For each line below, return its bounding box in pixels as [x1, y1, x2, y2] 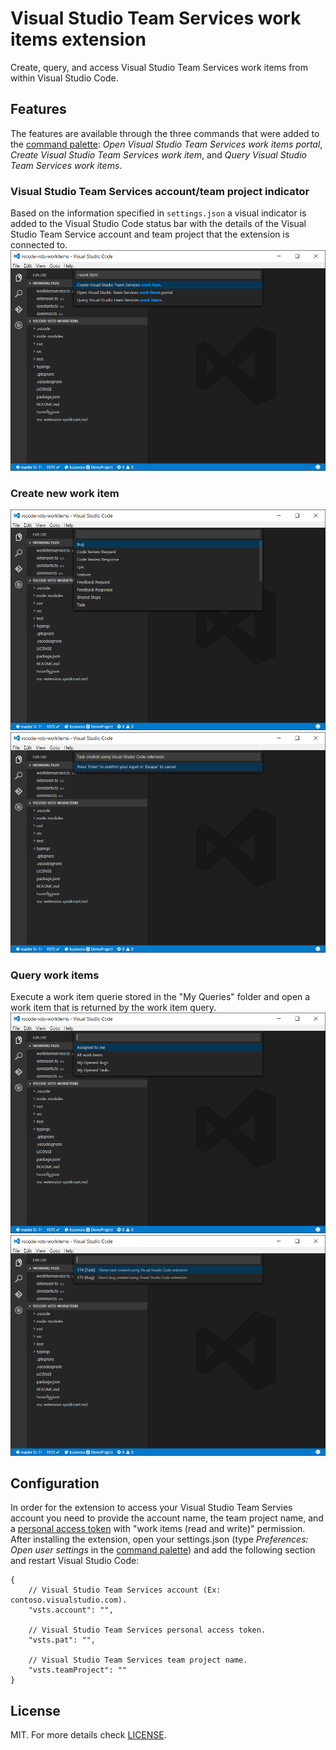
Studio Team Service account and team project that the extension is [10, 228, 290, 241]
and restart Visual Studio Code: [10, 1555, 140, 1567]
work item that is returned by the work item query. [10, 1002, 217, 1014]
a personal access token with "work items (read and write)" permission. [10, 1523, 306, 1535]
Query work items [10, 968, 100, 982]
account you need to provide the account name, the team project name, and [10, 1512, 324, 1524]
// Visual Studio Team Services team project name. [28, 1655, 248, 1666]
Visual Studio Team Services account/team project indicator [10, 184, 310, 198]
